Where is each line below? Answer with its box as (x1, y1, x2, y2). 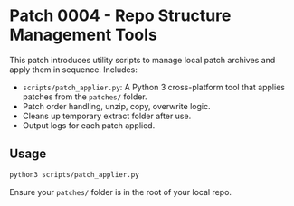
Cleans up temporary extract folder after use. (22, 110, 192, 121)
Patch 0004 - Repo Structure (9, 5, 232, 26)
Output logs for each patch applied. (22, 119, 156, 131)
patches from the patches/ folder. (22, 91, 147, 102)
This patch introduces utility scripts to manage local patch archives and (9, 54, 276, 65)
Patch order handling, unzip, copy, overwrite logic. (22, 100, 211, 111)
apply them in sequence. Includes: (9, 64, 138, 75)
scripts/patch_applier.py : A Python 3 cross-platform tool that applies (22, 81, 285, 92)
